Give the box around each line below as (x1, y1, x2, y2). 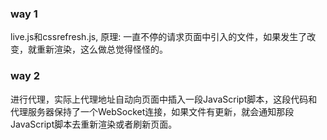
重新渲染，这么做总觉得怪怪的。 (36, 43, 168, 56)
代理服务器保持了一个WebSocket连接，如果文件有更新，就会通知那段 (10, 105, 295, 117)
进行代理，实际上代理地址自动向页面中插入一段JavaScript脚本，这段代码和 (10, 93, 318, 105)
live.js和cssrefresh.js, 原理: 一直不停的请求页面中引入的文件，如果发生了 (10, 31, 308, 43)
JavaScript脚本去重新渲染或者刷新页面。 (10, 118, 178, 130)
